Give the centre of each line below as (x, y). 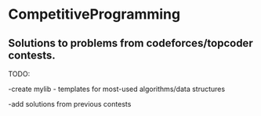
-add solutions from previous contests (70, 104)
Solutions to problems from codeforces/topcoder (130, 43)
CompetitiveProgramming (94, 14)
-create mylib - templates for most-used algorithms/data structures (117, 89)
